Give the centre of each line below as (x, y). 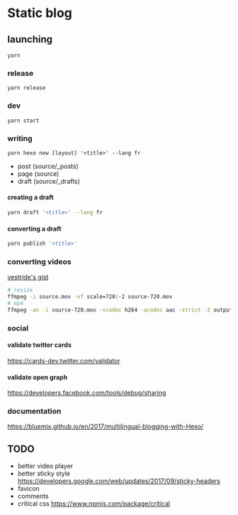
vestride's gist (28, 277)
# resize (20, 290)
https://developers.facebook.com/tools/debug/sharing (87, 393)
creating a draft (31, 197)
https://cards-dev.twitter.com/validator (64, 360)
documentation (34, 411)
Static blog (40, 13)
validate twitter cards (40, 345)
